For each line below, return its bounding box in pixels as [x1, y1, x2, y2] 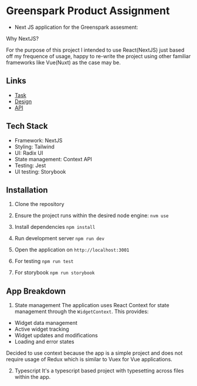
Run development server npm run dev [14, 235, 104, 242]
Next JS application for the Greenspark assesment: [14, 24, 138, 31]
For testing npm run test [14, 258, 74, 265]
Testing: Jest [14, 162, 46, 169]
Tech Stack [6, 121, 48, 131]
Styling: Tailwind [14, 143, 55, 150]
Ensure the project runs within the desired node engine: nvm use [14, 212, 169, 219]
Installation [6, 185, 48, 195]
